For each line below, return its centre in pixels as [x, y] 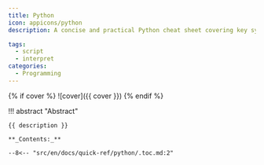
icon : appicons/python [45, 23]
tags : [17, 44]
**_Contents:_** [35, 139]
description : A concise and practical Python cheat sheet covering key [128, 30]
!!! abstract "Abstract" [43, 111]
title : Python [31, 15]
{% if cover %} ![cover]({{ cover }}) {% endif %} [86, 96]
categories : [27, 66]
